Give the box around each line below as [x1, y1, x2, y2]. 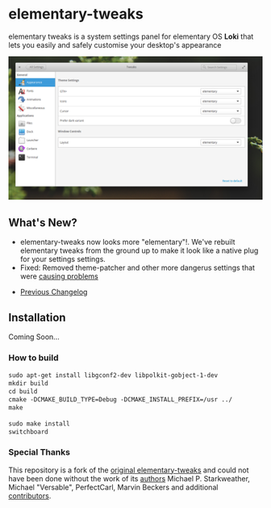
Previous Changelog [19, 288, 88, 297]
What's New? [8, 216, 78, 229]
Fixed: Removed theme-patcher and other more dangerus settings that [19, 263, 256, 273]
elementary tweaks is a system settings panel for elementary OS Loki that [8, 31, 254, 41]
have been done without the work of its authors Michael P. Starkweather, [8, 473, 250, 483]
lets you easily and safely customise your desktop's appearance [8, 40, 222, 49]
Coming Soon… [8, 332, 60, 342]
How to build [8, 352, 59, 363]
